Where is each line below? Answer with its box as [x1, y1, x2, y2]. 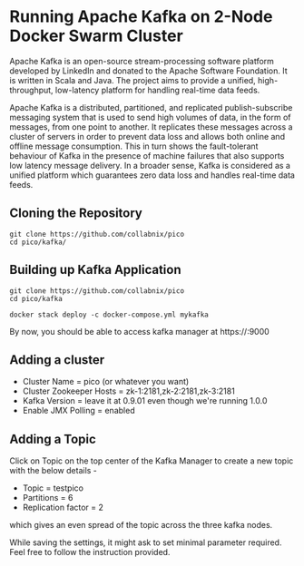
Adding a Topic [9, 431, 97, 446]
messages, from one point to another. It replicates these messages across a [9, 121, 293, 132]
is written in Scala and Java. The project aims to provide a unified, [9, 74, 256, 85]
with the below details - [9, 465, 98, 476]
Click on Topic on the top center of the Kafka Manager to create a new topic [9, 455, 294, 466]
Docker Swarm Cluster [9, 25, 183, 46]
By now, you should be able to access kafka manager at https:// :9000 [9, 326, 270, 337]
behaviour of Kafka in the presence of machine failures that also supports [9, 150, 285, 161]
